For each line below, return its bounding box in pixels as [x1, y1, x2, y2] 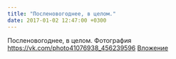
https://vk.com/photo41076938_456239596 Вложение [7, 44, 169, 52]
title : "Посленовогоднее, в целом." [7, 10, 116, 18]
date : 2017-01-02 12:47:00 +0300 [7, 17, 107, 24]
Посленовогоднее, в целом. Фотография [7, 36, 132, 44]
